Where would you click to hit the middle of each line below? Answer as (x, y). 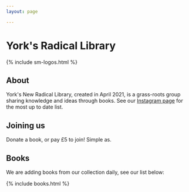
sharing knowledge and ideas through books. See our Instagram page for (95, 101)
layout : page (22, 11)
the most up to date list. (35, 107)
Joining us (26, 125)
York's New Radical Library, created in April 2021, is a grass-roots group (93, 95)
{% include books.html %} (38, 183)
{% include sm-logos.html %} (42, 62)
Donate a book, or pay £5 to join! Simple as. (59, 140)
